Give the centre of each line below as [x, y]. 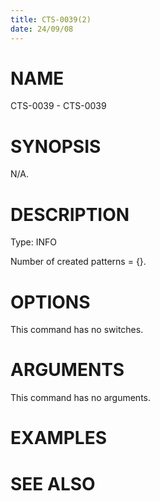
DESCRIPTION [70, 214]
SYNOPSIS [56, 146]
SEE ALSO [53, 483]
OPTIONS [50, 302]
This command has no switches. [77, 330]
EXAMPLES [58, 438]
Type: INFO [34, 242]
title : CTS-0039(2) [51, 19]
